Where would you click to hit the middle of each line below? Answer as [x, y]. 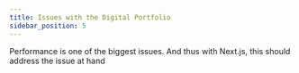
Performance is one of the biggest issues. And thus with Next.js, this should [150, 51]
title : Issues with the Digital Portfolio [90, 17]
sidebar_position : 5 [48, 26]
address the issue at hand [57, 61]
